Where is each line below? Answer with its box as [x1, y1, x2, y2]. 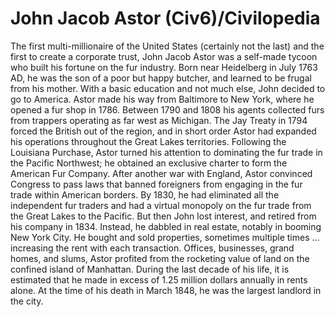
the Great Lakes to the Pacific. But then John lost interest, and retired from [10, 210, 317, 222]
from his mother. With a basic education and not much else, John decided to [10, 82, 326, 94]
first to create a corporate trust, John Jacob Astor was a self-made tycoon [10, 50, 318, 62]
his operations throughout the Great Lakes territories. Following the [10, 135, 287, 147]
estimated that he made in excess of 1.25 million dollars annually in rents [10, 273, 308, 286]
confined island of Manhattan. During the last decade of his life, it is [10, 263, 290, 275]
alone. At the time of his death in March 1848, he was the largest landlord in [10, 284, 322, 296]
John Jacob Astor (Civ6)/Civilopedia [10, 7, 321, 30]
